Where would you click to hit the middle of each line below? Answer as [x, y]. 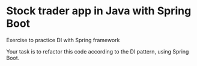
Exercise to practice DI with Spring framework [63, 40]
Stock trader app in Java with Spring [99, 11]
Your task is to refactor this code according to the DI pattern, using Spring [98, 51]
